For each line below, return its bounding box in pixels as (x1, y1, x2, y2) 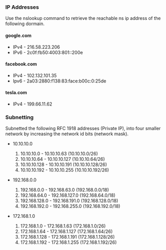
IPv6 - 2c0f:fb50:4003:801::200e (12, 49, 83, 55)
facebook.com (5, 61, 37, 67)
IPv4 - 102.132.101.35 (12, 72, 57, 78)
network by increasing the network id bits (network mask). (5, 131, 129, 137)
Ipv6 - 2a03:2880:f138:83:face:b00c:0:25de (12, 78, 107, 84)
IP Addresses (5, 4, 39, 11)
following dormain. (5, 20, 45, 27)
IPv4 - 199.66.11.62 (12, 101, 53, 107)
